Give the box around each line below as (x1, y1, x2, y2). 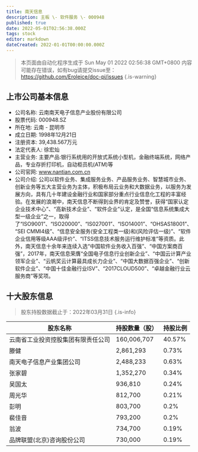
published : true (6, 20, 46, 26)
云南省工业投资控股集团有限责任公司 (9, 335, 111, 344)
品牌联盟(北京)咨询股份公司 (9, 435, 85, 444)
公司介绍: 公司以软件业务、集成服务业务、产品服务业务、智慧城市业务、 (14, 175, 190, 183)
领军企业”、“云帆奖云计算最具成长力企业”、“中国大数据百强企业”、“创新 (14, 257, 190, 265)
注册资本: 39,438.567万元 (14, 138, 78, 146)
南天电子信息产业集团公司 (9, 357, 81, 366)
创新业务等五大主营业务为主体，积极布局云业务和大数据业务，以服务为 (14, 183, 187, 190)
